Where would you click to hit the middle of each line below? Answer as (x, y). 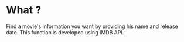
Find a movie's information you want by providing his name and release (92, 26)
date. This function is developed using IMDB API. (65, 32)
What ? (24, 10)
